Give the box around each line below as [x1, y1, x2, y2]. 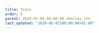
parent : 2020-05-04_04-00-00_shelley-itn [5, 16, 91, 21]
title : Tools [5, 7, 32, 12]
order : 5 [5, 12, 23, 16]
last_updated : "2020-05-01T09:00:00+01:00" [5, 20, 95, 26]
